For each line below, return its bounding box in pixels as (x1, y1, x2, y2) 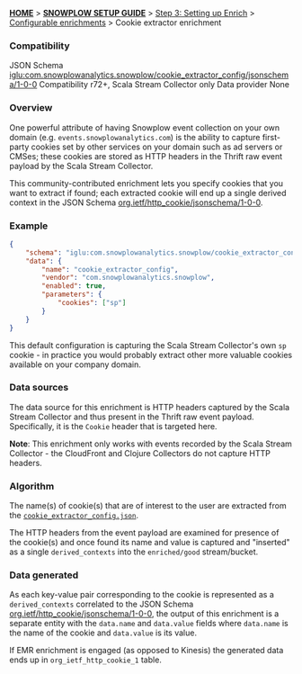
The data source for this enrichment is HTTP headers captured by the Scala (9, 401, 290, 412)
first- (262, 131, 281, 142)
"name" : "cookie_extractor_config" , (41, 265, 179, 274)
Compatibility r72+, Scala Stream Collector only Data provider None (39, 79, 290, 90)
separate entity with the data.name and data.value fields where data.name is (9, 618, 289, 629)
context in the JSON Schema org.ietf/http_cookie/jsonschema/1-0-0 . (9, 197, 263, 208)
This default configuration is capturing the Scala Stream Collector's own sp (9, 339, 287, 350)
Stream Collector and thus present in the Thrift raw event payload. (9, 411, 254, 422)
